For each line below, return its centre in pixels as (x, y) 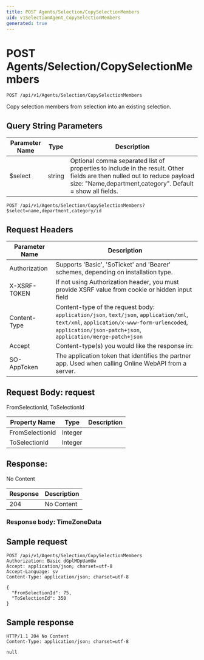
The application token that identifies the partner (123, 355)
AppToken (24, 367)
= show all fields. (94, 191)
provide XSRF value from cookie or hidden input (124, 290)
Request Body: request (51, 393)
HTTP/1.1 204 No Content (38, 636)
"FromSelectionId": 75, (42, 593)
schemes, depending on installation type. (114, 272)
